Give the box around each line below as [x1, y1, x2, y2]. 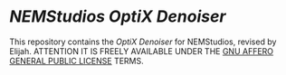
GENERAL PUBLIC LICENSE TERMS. [9, 55, 145, 66]
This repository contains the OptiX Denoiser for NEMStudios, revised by [9, 36, 277, 47]
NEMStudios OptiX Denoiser [9, 6, 226, 27]
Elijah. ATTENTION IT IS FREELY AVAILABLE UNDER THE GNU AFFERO [9, 45, 274, 56]
